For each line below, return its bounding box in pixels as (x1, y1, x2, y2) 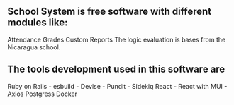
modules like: (7, 17, 68, 29)
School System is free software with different (7, 6, 211, 18)
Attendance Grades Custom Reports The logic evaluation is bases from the (7, 35, 226, 44)
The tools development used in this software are (7, 63, 225, 75)
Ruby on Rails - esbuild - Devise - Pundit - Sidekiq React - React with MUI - (7, 82, 228, 90)
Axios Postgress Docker (7, 89, 78, 98)
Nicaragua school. (7, 42, 61, 51)
